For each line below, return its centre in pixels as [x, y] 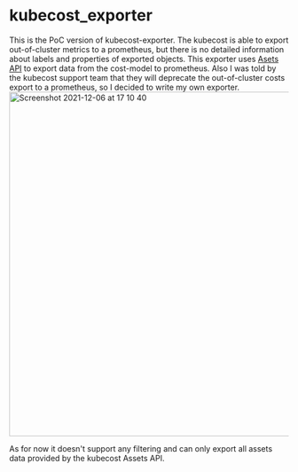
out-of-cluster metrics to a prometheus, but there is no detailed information [147, 49]
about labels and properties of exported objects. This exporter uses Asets [144, 59]
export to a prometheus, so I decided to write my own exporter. [125, 87]
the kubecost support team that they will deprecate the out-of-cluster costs [147, 77]
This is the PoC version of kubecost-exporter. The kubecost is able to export [149, 40]
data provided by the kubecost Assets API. [87, 458]
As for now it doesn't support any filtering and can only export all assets [141, 448]
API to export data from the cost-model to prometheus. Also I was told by [143, 68]
